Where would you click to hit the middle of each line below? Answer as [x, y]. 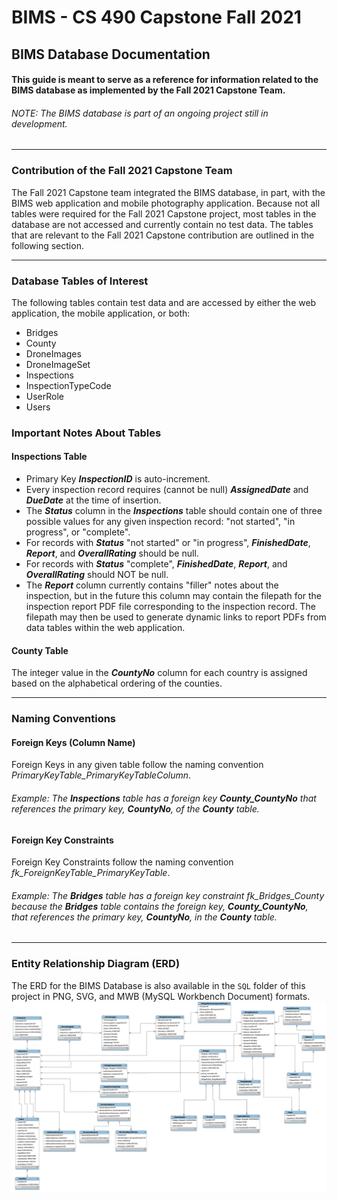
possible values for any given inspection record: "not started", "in [160, 522]
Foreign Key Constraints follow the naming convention [122, 862]
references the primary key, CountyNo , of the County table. [135, 809]
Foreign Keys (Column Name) [73, 742]
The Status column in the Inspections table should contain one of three [174, 511]
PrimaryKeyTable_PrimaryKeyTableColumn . [101, 775]
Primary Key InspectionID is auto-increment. [118, 479]
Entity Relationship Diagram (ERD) [96, 964]
